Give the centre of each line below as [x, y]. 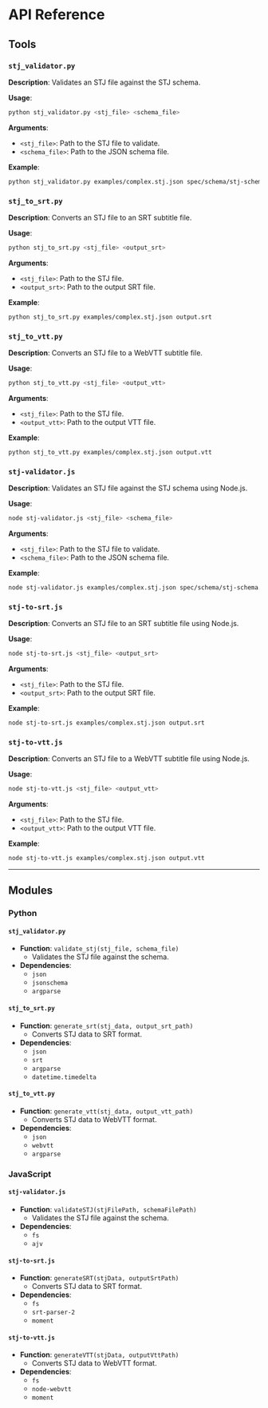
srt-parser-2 [53, 1313]
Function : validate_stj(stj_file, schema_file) [99, 949]
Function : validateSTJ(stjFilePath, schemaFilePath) [108, 1209]
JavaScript [30, 1174]
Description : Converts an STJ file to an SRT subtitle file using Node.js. [124, 624]
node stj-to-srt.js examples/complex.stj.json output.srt [106, 723]
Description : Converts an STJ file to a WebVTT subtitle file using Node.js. [129, 759]
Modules [31, 891]
